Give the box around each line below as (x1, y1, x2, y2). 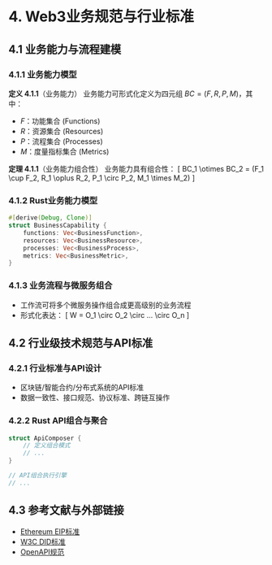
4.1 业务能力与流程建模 (8, 42, 122, 56)
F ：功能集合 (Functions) (19, 115, 101, 126)
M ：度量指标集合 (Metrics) (19, 146, 110, 156)
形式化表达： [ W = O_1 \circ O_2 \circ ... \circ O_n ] (19, 310, 189, 319)
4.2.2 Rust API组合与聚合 (8, 415, 108, 427)
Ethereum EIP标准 (19, 526, 80, 537)
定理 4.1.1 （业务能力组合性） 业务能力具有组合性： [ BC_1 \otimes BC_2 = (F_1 (8, 163, 264, 173)
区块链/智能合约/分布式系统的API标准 (19, 383, 145, 393)
